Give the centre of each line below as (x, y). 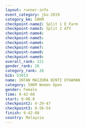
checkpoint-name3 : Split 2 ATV (38, 29)
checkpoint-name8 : (25, 52)
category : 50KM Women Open (34, 85)
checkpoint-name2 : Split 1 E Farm (42, 24)
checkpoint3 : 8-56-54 (28, 108)
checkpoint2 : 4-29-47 (28, 104)
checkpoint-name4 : (25, 33)
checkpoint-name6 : (25, 43)
